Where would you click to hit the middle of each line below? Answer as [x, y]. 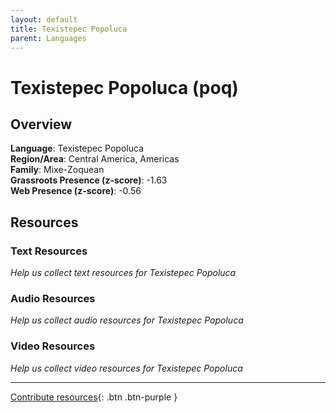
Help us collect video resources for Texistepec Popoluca [126, 368]
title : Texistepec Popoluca [69, 29]
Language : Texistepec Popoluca [77, 148]
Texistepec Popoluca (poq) [124, 87]
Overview [41, 124]
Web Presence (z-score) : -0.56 [76, 191]
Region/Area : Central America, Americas [95, 159]
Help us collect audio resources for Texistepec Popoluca [127, 320]
